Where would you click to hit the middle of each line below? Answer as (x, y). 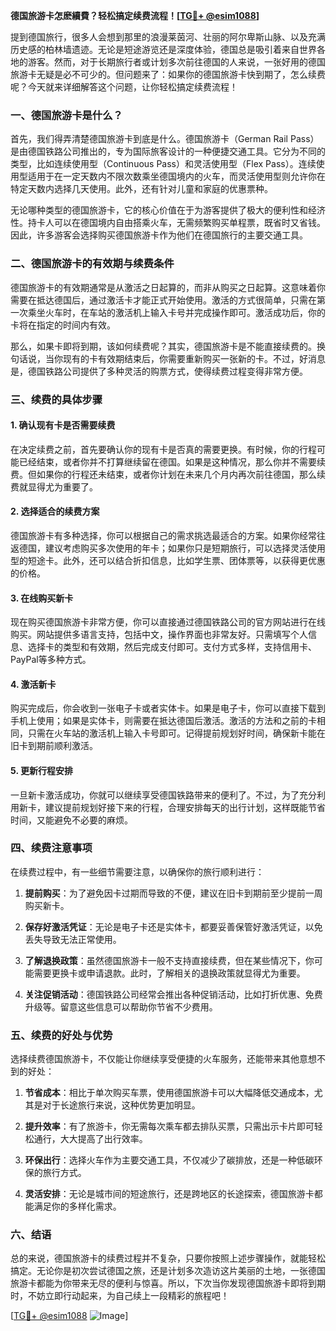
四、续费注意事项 (51, 848)
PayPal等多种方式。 (51, 660)
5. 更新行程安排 (41, 770)
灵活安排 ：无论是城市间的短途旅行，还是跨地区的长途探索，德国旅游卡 (169, 1194)
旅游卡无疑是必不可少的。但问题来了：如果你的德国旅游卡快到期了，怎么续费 (168, 74)
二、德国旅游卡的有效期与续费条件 (92, 264)
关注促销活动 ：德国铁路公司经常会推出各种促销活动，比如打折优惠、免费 (173, 994)
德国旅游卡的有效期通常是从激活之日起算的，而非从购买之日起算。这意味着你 (168, 287)
